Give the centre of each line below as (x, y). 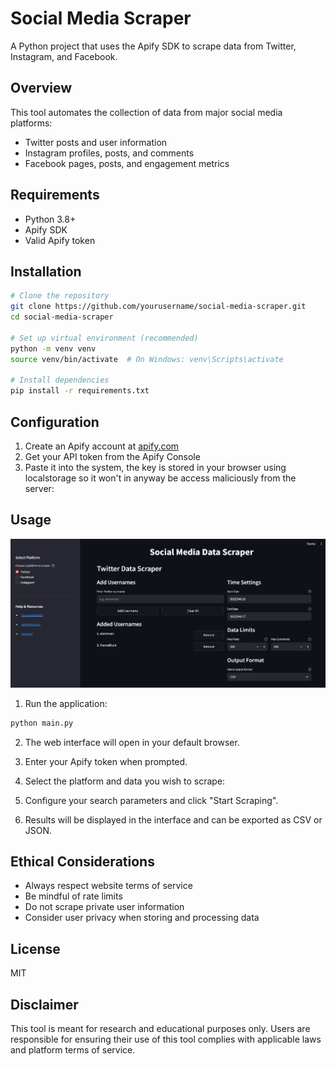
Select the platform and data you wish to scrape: (125, 781)
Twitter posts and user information (96, 142)
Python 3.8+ (50, 219)
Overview (41, 88)
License (35, 948)
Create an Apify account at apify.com (102, 446)
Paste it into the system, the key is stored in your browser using (155, 467)
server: (39, 488)
